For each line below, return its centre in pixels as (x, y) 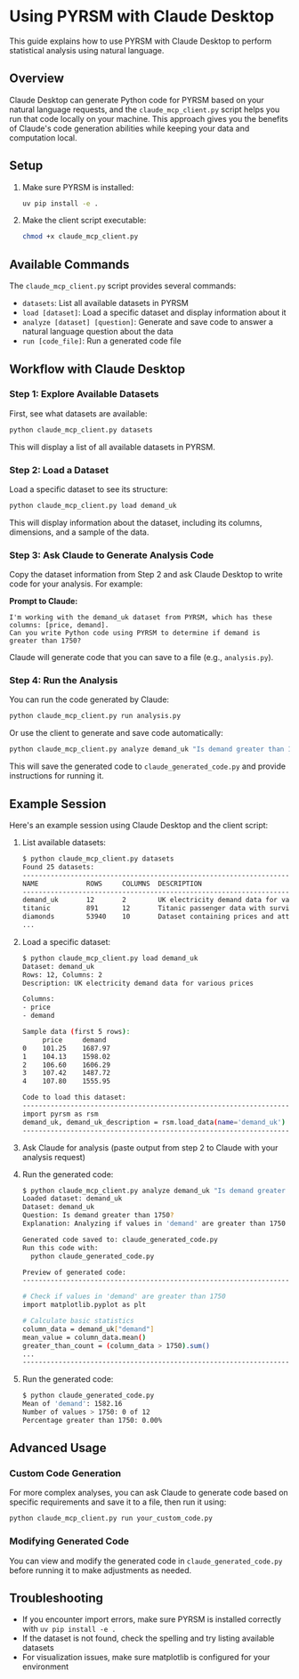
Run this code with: (60, 1247)
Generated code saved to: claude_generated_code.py (120, 1239)
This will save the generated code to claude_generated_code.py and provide (148, 766)
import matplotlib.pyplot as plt (84, 1305)
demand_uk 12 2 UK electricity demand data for (149, 900)
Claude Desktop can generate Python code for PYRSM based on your (137, 100)
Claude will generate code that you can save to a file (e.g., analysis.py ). (141, 658)
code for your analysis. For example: (76, 584)
